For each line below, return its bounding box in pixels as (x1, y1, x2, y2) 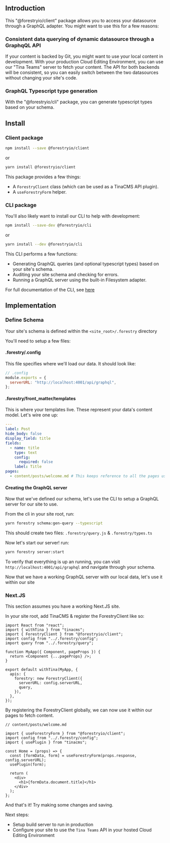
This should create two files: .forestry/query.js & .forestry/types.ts (5, 530, 153, 536)
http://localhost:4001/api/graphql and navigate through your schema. (5, 564, 155, 570)
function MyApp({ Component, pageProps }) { (5, 650, 101, 655)
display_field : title (5, 436, 51, 441)
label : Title (14, 464, 42, 470)
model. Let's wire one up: (5, 412, 58, 418)
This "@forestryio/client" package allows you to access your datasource (5, 17, 156, 23)
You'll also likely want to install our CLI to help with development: (5, 213, 141, 219)
